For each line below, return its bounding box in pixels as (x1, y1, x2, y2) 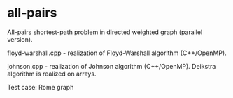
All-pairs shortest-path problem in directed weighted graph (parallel (7, 28, 203, 36)
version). (7, 35, 33, 43)
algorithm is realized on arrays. (7, 70, 97, 78)
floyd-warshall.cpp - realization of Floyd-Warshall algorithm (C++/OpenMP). (7, 49, 227, 57)
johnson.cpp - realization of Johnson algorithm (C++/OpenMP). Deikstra (7, 62, 216, 70)
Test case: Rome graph (7, 83, 74, 91)
